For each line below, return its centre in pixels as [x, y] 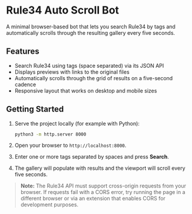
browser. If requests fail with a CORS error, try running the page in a [103, 192]
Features [23, 52]
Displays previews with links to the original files [72, 72]
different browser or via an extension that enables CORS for [93, 199]
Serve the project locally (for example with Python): [77, 123]
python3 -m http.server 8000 [50, 134]
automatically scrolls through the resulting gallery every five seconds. [91, 32]
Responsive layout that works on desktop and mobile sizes [86, 90]
